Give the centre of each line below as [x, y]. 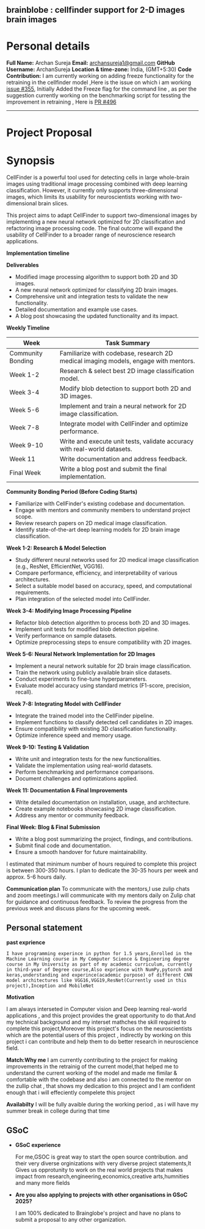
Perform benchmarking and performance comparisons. [85, 772]
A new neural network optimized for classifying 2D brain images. [96, 290]
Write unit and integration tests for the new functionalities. [88, 759]
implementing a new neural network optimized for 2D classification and [96, 222]
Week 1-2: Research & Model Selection [56, 548]
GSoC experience [38, 1145]
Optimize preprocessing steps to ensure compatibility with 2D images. [103, 642]
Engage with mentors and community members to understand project [103, 510]
